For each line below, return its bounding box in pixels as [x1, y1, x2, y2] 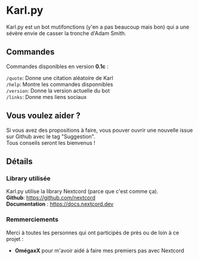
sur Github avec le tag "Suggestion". [6, 132, 95, 140]
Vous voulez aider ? [6, 111, 80, 121]
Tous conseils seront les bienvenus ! [6, 139, 95, 146]
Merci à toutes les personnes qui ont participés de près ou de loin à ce [6, 229, 179, 236]
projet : [6, 235, 24, 242]
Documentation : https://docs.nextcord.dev [6, 200, 114, 208]
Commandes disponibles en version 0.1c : [6, 63, 109, 70]
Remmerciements [6, 215, 58, 224]
